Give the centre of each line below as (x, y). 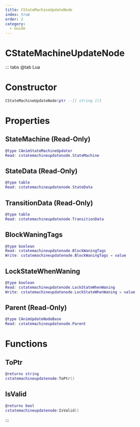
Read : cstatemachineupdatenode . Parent (45, 324)
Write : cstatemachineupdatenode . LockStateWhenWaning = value (70, 292)
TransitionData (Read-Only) (49, 203)
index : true (17, 15)
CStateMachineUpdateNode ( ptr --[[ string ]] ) (53, 101)
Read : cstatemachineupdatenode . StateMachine (52, 155)
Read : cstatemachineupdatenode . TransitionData (54, 219)
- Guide (18, 29)
